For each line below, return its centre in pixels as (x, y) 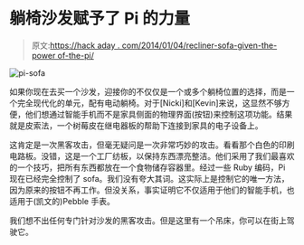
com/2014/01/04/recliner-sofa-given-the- (199, 45)
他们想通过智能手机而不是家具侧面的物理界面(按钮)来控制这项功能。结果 (159, 114)
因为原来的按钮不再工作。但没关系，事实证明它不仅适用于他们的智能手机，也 (152, 190)
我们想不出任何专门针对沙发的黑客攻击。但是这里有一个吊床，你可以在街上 (148, 220)
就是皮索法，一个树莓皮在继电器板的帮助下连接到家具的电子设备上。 (136, 125)
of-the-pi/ (76, 55)
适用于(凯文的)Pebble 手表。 (62, 201)
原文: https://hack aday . (76, 45)
